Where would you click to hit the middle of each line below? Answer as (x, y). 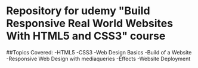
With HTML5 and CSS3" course (86, 36)
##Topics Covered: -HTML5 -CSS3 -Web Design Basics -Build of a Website (99, 52)
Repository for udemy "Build (78, 11)
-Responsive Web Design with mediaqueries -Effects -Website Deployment (98, 59)
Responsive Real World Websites (90, 23)
